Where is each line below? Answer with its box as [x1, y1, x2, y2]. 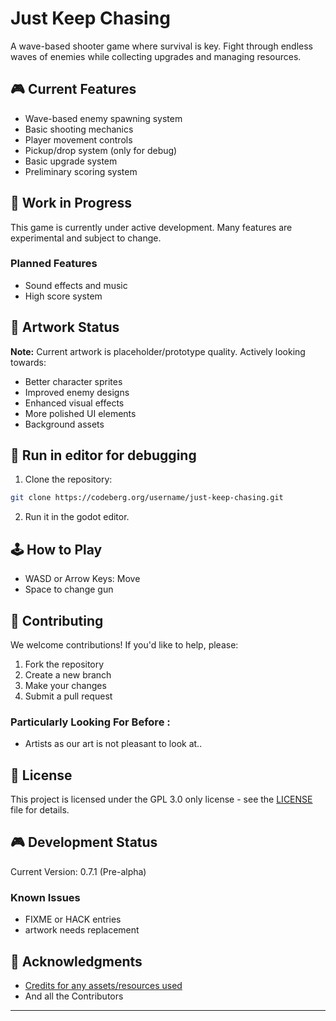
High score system [24, 290, 103, 302]
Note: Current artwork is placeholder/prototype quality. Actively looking [10, 345, 306, 357]
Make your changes [24, 679, 107, 691]
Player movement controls [24, 133, 133, 146]
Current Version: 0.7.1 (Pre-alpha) [10, 865, 147, 877]
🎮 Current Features [10, 81, 137, 98]
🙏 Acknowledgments [10, 953, 143, 970]
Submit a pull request [24, 690, 113, 702]
